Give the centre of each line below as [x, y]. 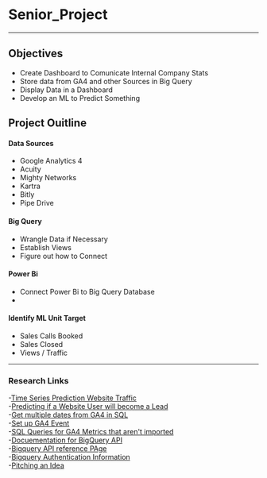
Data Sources [31, 143]
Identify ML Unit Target [47, 318]
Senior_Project [58, 15]
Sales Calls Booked [51, 336]
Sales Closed [41, 344]
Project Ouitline [48, 123]
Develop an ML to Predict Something [80, 98]
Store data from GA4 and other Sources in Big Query [106, 81]
